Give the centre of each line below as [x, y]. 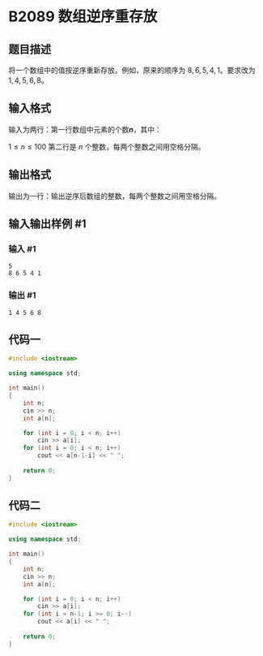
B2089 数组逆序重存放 [83, 17]
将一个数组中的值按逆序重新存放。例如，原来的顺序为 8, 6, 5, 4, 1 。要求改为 [132, 70]
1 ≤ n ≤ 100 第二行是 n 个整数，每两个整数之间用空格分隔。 [107, 146]
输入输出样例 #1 [47, 224]
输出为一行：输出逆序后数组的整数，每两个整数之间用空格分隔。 [115, 196]
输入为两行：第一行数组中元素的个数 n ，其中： [85, 129]
